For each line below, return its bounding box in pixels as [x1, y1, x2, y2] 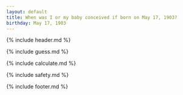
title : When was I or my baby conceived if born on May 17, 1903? [6, 14, 178, 20]
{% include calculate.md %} [6, 60, 76, 67]
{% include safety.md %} [6, 72, 69, 79]
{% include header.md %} [6, 37, 71, 44]
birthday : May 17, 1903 [6, 20, 67, 26]
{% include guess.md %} [6, 48, 68, 55]
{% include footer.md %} [6, 83, 68, 90]
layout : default [6, 8, 47, 15]
